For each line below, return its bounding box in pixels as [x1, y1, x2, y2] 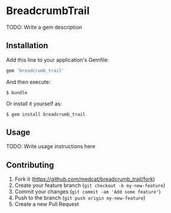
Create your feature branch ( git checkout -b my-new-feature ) [14, 182, 166, 189]
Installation [6, 41, 48, 51]
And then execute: [6, 78, 51, 85]
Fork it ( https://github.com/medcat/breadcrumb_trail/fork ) [14, 175, 155, 183]
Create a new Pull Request [14, 201, 80, 208]
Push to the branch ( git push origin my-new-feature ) [14, 194, 146, 201]
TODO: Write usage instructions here [6, 143, 96, 150]
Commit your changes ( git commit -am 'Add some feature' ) [14, 188, 161, 195]
